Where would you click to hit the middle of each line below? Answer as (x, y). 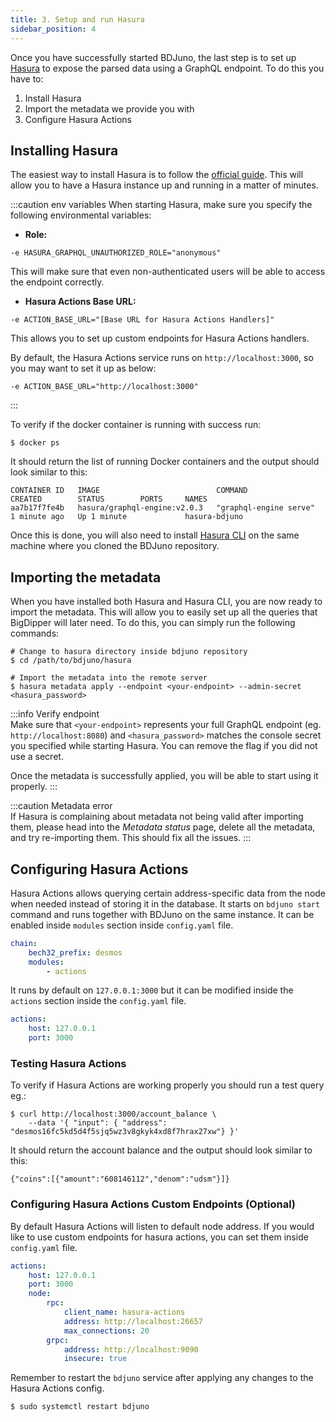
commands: (35, 633)
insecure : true (95, 1359)
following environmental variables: (81, 215)
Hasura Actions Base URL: (80, 302)
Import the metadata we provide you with (109, 108)
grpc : (58, 1340)
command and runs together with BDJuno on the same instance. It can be (162, 914)
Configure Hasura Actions (78, 119)
